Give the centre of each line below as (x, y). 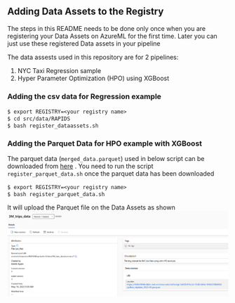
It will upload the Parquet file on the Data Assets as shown (91, 207)
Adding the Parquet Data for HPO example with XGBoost (105, 143)
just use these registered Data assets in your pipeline (84, 43)
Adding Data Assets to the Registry (86, 12)
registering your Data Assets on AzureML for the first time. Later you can (112, 36)
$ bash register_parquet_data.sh (56, 195)
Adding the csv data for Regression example (84, 96)
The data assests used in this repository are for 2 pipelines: (93, 57)
